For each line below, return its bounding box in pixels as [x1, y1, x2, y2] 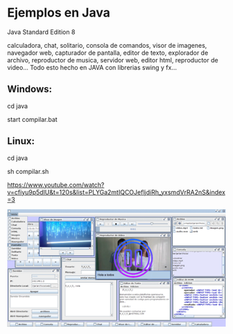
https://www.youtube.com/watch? [7, 180, 105, 188]
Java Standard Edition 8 [7, 28, 76, 36]
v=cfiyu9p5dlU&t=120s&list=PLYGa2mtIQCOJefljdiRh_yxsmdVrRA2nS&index [7, 188, 225, 196]
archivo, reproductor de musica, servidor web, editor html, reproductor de [7, 55, 218, 64]
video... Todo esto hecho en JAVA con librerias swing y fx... [7, 63, 178, 71]
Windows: [7, 83, 53, 95]
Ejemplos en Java [7, 5, 111, 21]
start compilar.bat [7, 115, 58, 123]
